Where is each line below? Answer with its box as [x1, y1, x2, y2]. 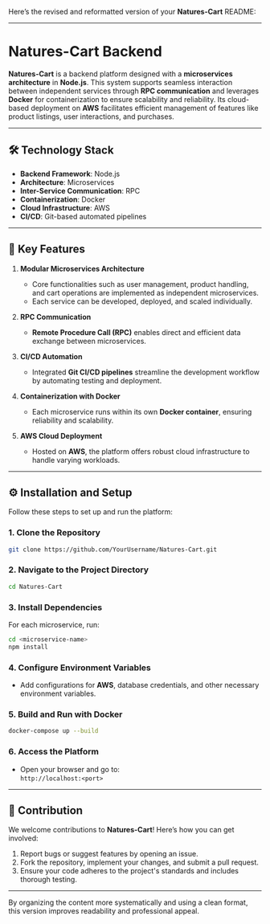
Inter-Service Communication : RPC [19, 186, 141, 195]
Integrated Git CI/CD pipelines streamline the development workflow [31, 367, 260, 377]
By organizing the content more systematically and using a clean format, [8, 897, 248, 907]
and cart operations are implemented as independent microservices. [31, 288, 260, 297]
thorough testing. [19, 875, 78, 885]
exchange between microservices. [31, 336, 147, 345]
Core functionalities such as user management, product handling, [31, 279, 249, 288]
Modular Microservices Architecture [19, 264, 145, 273]
